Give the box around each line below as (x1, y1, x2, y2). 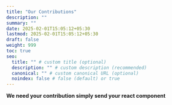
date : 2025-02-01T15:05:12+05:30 (6, 25, 91, 32)
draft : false (6, 37, 39, 43)
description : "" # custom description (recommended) (11, 64, 147, 71)
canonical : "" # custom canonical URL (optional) (11, 70, 139, 76)
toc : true (6, 48, 31, 54)
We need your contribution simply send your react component (6, 92, 166, 100)
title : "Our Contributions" (6, 8, 77, 15)
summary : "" (6, 20, 36, 26)
